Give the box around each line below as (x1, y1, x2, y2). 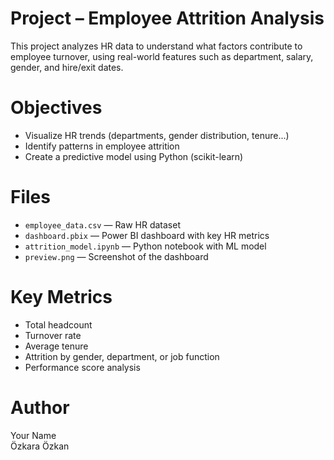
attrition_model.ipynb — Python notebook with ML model (24, 240, 267, 252)
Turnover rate (24, 329, 82, 341)
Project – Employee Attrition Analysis (10, 7, 325, 30)
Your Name (10, 429, 57, 441)
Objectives (10, 97, 103, 119)
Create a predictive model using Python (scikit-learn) (24, 150, 244, 162)
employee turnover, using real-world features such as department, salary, (10, 50, 314, 62)
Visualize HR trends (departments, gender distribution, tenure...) (24, 129, 290, 141)
